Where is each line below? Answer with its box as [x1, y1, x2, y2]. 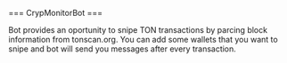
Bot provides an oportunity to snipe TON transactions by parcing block [8, 25, 268, 35]
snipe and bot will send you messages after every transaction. [8, 43, 237, 54]
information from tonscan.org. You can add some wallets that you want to [8, 35, 278, 44]
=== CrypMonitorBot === [8, 8, 103, 18]
